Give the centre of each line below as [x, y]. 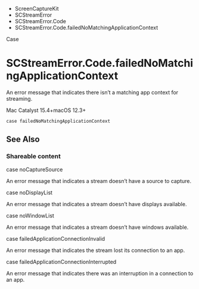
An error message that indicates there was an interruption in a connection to [100, 273]
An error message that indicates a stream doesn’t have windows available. [97, 227]
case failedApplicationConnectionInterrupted [61, 262]
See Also [23, 139]
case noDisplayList [29, 192]
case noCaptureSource [35, 169]
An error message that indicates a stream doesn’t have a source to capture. [99, 181]
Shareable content [34, 156]
